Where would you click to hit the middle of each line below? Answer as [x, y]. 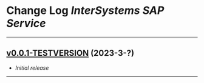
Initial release [32, 68]
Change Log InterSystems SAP [85, 11]
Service [26, 23]
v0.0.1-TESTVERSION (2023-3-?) [70, 53]
